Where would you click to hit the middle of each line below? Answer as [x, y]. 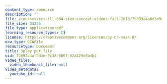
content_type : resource [30, 10]
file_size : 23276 [23, 23]
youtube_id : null [28, 74]
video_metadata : [22, 70]
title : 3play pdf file [29, 51]
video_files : [19, 60]
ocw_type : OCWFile [24, 42]
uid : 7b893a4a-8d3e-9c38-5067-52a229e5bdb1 [51, 56]
